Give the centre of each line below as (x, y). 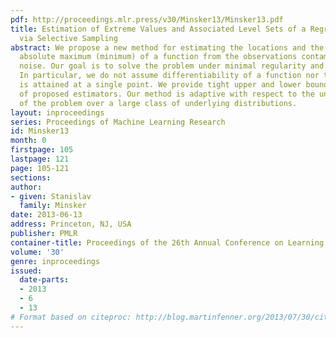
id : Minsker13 (40, 131)
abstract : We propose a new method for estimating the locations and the (167, 47)
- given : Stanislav (51, 196)
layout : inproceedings (57, 112)
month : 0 (28, 141)
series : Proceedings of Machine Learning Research (118, 122)
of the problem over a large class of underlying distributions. (158, 103)
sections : (31, 177)
